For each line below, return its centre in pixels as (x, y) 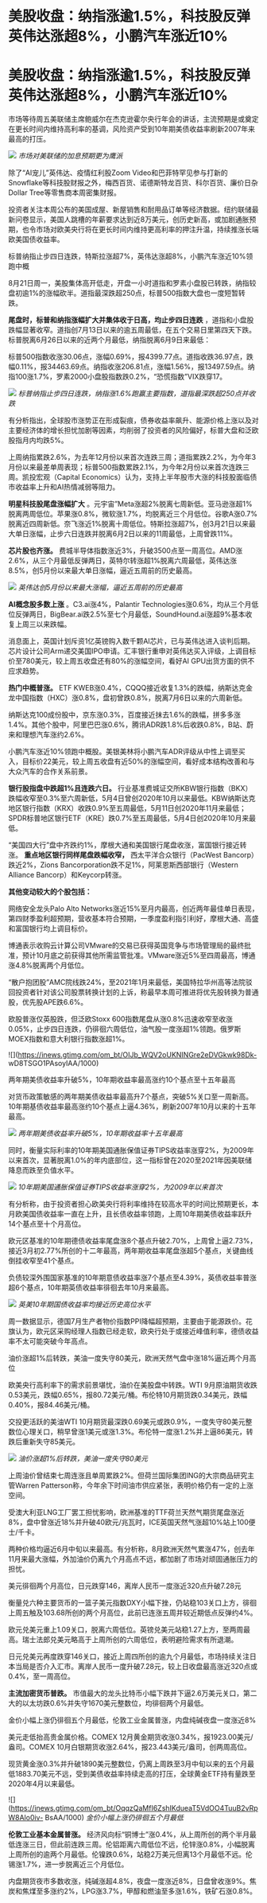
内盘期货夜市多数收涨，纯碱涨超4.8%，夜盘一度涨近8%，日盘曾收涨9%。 (129, 1882)
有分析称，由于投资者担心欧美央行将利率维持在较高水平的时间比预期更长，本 (133, 1204)
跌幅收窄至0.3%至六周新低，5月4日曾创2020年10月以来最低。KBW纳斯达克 (132, 798)
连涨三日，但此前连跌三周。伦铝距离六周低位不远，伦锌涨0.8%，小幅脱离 (135, 1845)
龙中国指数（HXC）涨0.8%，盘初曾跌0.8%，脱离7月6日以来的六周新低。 (128, 698)
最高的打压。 (29, 139)
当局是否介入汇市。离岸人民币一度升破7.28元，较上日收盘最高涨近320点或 (136, 1667)
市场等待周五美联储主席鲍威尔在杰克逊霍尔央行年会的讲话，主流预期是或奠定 (133, 119)
